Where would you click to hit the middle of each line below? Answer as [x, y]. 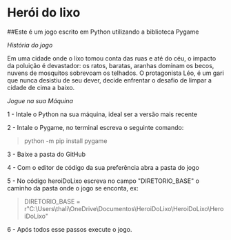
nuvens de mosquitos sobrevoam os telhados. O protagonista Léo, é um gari [115, 73]
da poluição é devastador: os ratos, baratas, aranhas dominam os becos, [111, 65]
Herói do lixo [44, 13]
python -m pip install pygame [66, 141]
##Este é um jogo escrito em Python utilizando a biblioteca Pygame [103, 32]
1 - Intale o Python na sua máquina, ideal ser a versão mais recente [102, 114]
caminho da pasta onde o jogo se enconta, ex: [73, 188]
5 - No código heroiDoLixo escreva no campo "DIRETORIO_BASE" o [103, 181]
